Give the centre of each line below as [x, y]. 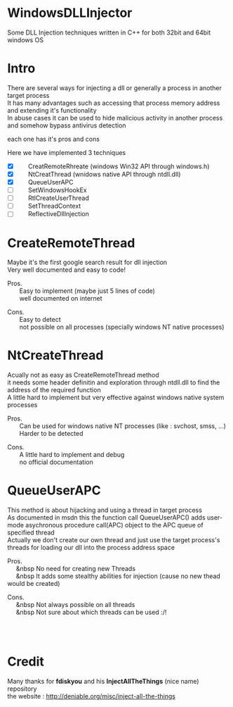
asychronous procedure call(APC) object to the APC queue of [114, 525]
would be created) [34, 584]
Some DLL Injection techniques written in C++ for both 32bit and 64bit [109, 32]
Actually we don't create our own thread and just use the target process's [114, 540]
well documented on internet [61, 299]
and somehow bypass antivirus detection [67, 125]
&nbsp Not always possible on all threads [75, 605]
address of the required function [54, 390]
